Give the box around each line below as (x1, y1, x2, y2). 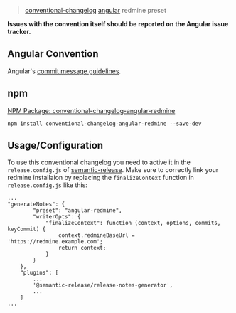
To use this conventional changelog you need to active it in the (7, 158, 191, 166)
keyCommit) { (7, 226, 46, 233)
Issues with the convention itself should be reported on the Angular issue (7, 20, 229, 28)
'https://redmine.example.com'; (7, 238, 103, 245)
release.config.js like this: (7, 181, 87, 189)
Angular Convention (7, 48, 99, 60)
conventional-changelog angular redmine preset (24, 6, 167, 14)
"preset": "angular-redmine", (33, 207, 122, 214)
